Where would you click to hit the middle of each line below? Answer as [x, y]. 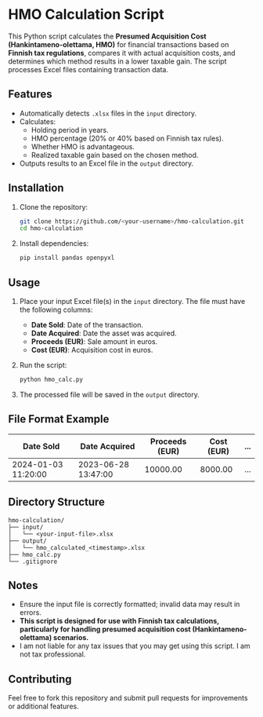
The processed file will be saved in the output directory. [109, 394]
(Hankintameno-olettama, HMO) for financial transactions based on [119, 44]
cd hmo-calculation [51, 229]
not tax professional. [52, 654]
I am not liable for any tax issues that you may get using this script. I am [135, 646]
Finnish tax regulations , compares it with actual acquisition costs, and [122, 53]
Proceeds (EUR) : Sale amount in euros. [94, 342]
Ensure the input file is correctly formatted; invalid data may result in [130, 604]
